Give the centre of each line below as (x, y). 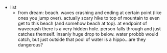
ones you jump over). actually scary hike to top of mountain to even (89, 18)
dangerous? (30, 45)
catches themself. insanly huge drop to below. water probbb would (88, 34)
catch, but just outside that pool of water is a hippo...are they (82, 39)
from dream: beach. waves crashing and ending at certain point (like (90, 13)
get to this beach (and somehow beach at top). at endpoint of (82, 23)
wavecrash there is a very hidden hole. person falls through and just (89, 29)
